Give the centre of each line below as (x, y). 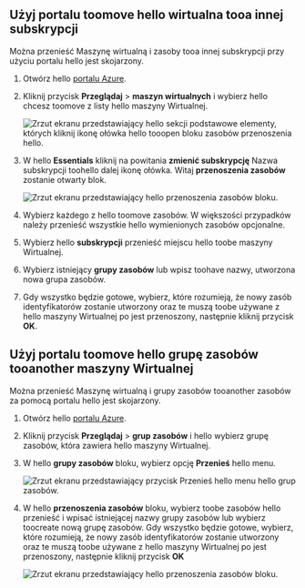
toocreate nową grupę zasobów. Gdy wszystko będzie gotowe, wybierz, (158, 527)
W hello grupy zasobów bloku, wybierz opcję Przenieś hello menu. (149, 462)
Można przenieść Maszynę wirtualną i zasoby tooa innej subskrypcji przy (147, 51)
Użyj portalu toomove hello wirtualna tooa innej (147, 15)
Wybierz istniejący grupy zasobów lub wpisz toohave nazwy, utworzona (159, 269)
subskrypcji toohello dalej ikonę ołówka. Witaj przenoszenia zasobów (154, 170)
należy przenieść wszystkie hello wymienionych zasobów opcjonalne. (153, 224)
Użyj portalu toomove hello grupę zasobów (134, 355)
